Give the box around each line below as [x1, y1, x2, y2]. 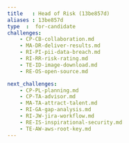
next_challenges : [7, 80, 58, 87]
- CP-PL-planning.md [19, 87, 79, 94]
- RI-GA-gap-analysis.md [19, 106, 92, 113]
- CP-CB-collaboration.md [19, 36, 95, 43]
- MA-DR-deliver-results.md [19, 42, 101, 49]
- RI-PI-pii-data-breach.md [19, 49, 101, 56]
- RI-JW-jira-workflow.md [19, 113, 95, 120]
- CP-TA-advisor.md [19, 93, 76, 100]
